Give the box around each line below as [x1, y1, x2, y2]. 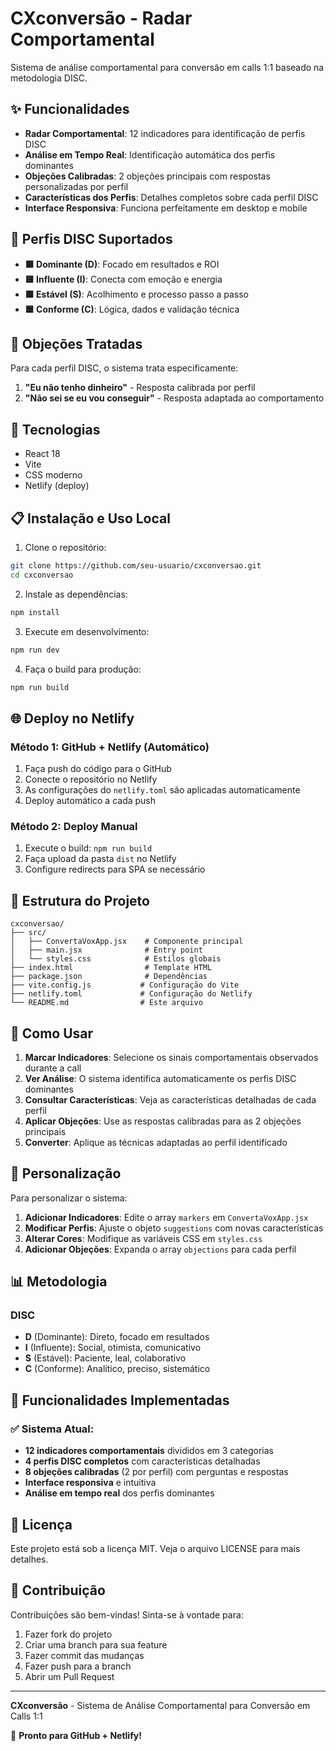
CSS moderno [24, 469, 83, 481]
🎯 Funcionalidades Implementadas [10, 1392, 230, 1409]
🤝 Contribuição [10, 1582, 106, 1599]
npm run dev [10, 645, 60, 655]
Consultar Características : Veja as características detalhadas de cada [24, 1093, 317, 1106]
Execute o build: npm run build [24, 842, 153, 854]
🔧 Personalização [10, 1165, 122, 1182]
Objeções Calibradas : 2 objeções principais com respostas [24, 170, 271, 182]
